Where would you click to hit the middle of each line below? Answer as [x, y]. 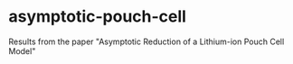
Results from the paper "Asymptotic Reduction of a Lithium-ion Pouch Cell [146, 41]
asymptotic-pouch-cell [98, 17]
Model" [22, 50]
